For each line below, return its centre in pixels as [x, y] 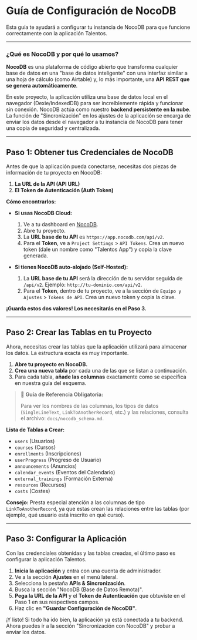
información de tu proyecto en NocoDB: [54, 173]
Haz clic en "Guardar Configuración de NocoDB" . [75, 608]
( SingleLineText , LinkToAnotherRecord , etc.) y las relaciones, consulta [104, 412]
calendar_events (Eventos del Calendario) [65, 472]
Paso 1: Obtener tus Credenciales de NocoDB [90, 152]
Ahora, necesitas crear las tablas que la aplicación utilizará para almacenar [96, 346]
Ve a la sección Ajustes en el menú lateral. [66, 577]
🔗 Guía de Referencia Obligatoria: [62, 394]
